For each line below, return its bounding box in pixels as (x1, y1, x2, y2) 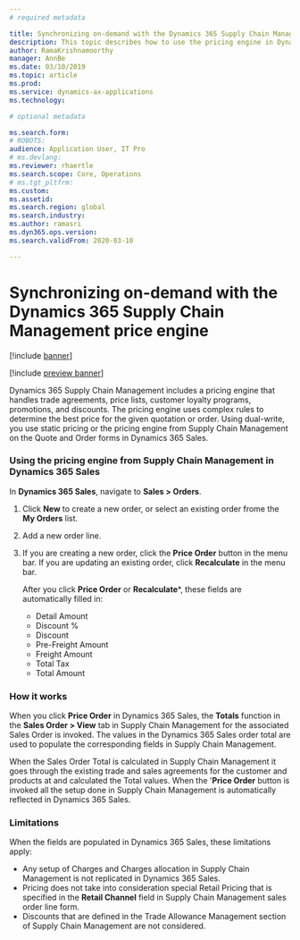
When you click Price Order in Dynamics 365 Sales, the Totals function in (9, 710, 281, 721)
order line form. (21, 902, 80, 912)
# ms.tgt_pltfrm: (9, 178, 74, 187)
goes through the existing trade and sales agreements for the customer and (9, 766, 287, 776)
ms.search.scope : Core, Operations (9, 169, 142, 179)
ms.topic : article (9, 71, 78, 80)
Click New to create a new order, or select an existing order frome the (21, 503, 279, 514)
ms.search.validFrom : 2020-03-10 (9, 236, 134, 245)
